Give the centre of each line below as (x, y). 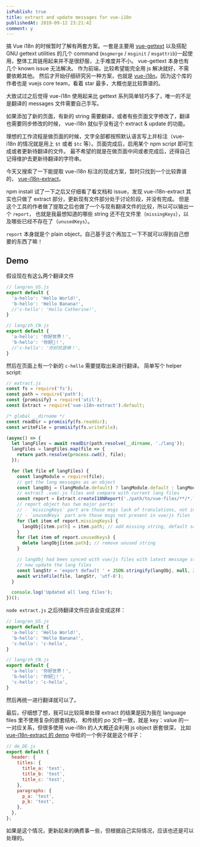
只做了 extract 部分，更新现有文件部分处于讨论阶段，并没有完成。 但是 (103, 199)
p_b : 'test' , (38, 802)
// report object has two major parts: (66, 504)
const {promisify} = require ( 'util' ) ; (54, 400)
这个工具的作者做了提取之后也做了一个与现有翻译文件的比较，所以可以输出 (97, 207)
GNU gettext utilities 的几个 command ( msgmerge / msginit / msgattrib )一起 (97, 54)
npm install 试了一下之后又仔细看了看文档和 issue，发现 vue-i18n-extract (96, 192)
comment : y (20, 28)
